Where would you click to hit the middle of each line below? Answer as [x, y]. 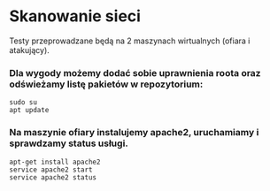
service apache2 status [53, 177]
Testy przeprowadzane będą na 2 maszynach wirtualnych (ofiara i [130, 41]
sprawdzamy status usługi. [69, 143]
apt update [29, 111]
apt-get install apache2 [55, 162]
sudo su [23, 103]
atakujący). [30, 50]
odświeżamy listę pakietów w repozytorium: [106, 84]
